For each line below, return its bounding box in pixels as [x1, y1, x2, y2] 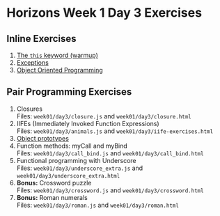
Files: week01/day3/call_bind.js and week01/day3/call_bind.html [16, 148, 204, 157]
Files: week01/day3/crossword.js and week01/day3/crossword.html [16, 186, 204, 194]
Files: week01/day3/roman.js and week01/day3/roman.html [16, 201, 179, 209]
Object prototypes [16, 134, 69, 142]
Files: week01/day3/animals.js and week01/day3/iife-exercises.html [16, 127, 214, 135]
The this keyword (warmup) [16, 51, 99, 59]
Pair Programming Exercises [6, 86, 132, 98]
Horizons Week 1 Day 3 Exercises [6, 5, 203, 21]
